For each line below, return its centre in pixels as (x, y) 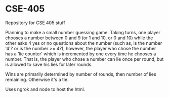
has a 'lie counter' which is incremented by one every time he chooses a (81, 54)
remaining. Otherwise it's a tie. (37, 79)
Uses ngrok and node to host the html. (45, 89)
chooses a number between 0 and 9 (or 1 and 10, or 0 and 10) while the (79, 38)
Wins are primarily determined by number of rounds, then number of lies (81, 74)
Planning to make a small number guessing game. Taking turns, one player (83, 32)
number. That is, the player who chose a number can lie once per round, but (85, 59)
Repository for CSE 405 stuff (35, 23)
